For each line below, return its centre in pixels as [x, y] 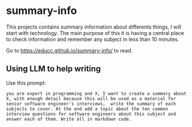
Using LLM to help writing [53, 69]
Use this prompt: [26, 83]
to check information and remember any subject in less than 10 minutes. [92, 39]
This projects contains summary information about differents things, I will [94, 27]
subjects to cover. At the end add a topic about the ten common [87, 109]
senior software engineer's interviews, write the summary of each [91, 104]
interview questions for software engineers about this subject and [91, 114]
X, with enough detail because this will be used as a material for [91, 98]
